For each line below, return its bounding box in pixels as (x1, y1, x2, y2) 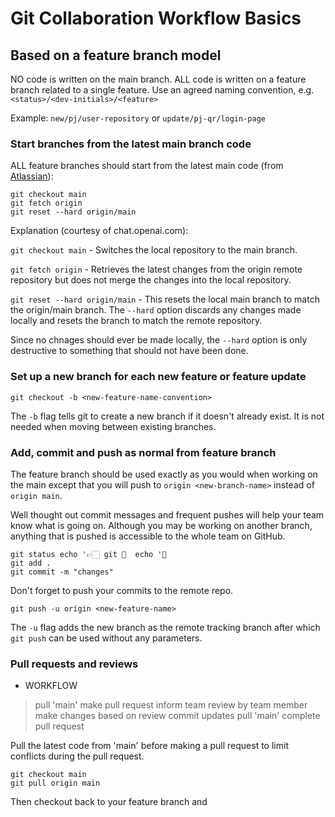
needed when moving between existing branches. (10, 420, 217, 432)
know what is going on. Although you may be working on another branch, (10, 519, 313, 531)
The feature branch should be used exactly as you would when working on (10, 468, 318, 480)
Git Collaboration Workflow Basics (10, 7, 302, 30)
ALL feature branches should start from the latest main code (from (10, 160, 284, 172)
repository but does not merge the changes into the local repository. (10, 274, 292, 286)
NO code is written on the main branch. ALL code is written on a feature (10, 73, 307, 85)
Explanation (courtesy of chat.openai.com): (10, 225, 189, 237)
